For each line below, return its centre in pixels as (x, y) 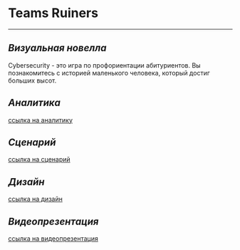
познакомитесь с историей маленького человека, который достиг (109, 73)
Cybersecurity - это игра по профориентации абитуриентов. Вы (105, 65)
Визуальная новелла (57, 48)
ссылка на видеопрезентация (53, 239)
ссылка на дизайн (35, 199)
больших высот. (32, 80)
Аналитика (35, 103)
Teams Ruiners (53, 13)
